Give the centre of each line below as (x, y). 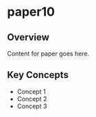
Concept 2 (32, 99)
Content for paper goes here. (48, 53)
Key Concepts (38, 75)
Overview (28, 37)
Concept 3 (32, 106)
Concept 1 (31, 91)
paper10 (31, 12)
